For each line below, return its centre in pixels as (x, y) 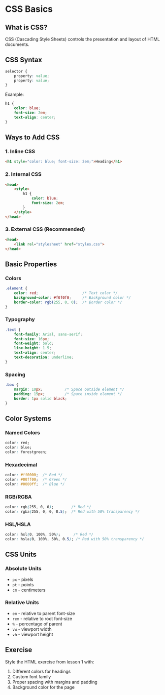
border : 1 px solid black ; (41, 399)
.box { (12, 385)
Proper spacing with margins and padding (55, 682)
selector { (16, 71)
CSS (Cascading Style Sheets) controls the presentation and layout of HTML (82, 39)
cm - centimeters (29, 590)
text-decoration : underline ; (44, 357)
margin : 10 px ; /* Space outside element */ (69, 389)
